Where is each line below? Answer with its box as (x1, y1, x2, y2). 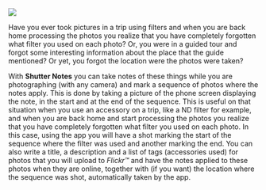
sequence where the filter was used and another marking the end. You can (8, 139, 253, 148)
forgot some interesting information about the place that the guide (8, 47, 225, 57)
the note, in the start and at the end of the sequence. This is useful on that (8, 97, 252, 106)
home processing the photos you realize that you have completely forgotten (8, 31, 256, 40)
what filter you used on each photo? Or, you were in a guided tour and (8, 40, 237, 48)
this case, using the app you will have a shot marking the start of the (8, 131, 232, 139)
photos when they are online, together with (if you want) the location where (8, 164, 255, 173)
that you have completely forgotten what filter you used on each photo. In (8, 122, 249, 131)
